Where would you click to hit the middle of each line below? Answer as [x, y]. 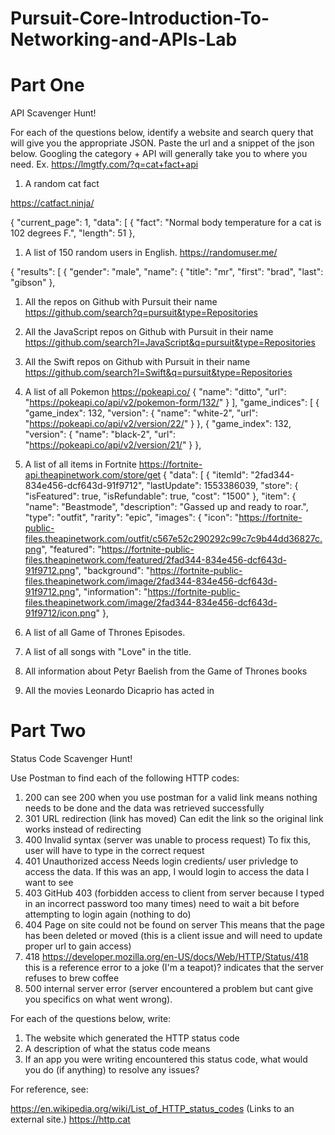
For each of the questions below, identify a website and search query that [162, 133]
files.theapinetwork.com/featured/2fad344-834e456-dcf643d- [155, 560]
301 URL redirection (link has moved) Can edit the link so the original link [174, 819]
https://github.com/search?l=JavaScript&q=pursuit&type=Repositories [170, 343]
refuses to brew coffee [72, 978]
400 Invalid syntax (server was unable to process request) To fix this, [168, 840]
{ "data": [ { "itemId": [206, 475]
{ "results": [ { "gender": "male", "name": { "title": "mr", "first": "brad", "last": [167, 272]
